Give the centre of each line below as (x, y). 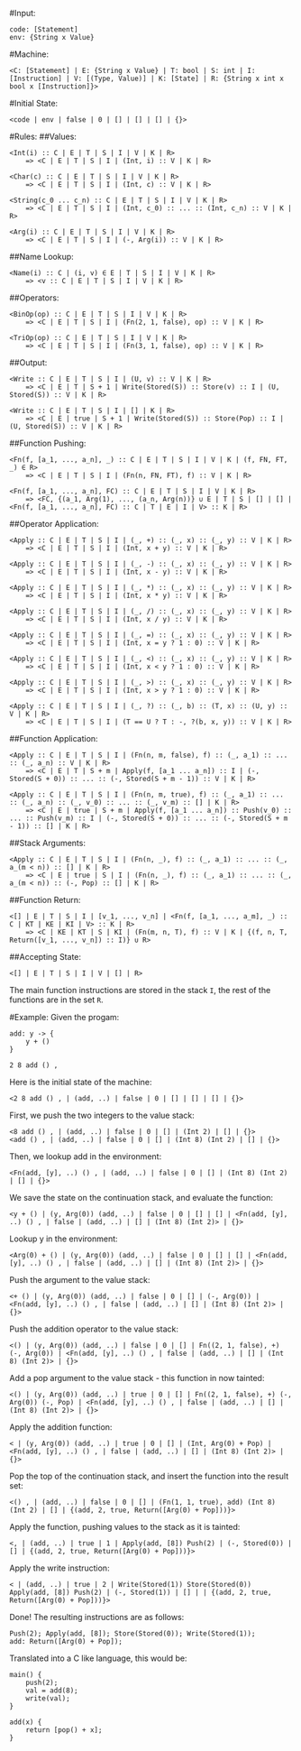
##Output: (28, 363)
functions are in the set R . (56, 1000)
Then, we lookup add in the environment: (86, 1157)
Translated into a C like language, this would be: (98, 1658)
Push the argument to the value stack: (80, 1280)
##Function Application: (54, 738)
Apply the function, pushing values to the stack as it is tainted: (125, 1527)
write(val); (48, 1699)
